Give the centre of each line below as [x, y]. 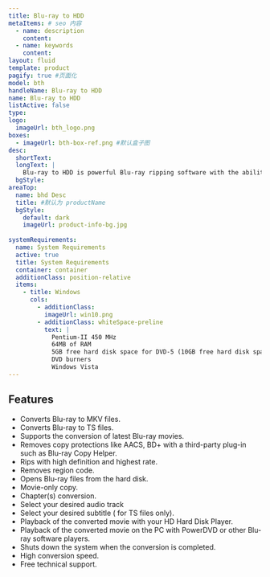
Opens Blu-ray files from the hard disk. [84, 478]
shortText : [34, 158]
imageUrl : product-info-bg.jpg [75, 225]
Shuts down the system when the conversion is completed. [118, 546]
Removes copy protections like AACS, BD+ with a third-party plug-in [133, 444]
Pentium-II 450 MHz [84, 337]
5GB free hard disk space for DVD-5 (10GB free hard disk [150, 352]
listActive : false [39, 105]
